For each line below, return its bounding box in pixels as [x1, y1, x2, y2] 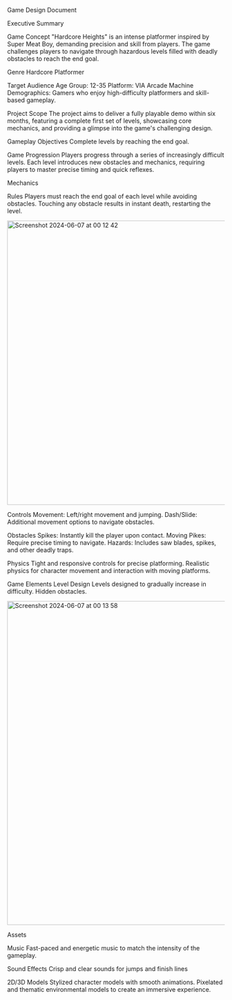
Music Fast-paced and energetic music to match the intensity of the [7, 944, 200, 952]
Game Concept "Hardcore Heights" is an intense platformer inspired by [7, 32, 209, 41]
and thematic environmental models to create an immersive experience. [7, 986, 211, 993]
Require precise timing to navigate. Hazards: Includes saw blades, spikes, [7, 538, 216, 547]
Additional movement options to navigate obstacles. [7, 518, 155, 526]
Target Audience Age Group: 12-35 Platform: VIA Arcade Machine [7, 81, 194, 89]
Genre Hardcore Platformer [7, 68, 85, 76]
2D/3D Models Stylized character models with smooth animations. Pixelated [7, 978, 223, 986]
